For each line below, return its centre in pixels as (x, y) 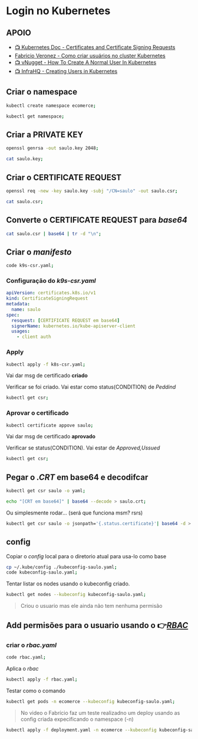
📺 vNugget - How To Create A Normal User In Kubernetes (85, 62)
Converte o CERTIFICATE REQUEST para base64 (97, 220)
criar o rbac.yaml (32, 645)
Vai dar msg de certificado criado (47, 376)
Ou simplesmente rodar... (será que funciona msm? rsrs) (75, 513)
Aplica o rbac (22, 668)
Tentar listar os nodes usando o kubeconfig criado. (68, 584)
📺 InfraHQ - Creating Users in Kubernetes (66, 71)
